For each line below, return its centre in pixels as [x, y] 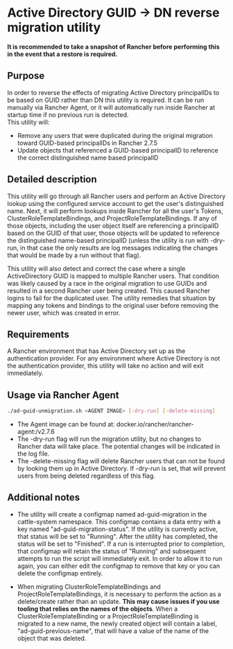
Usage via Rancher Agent [63, 395]
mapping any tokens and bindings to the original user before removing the [113, 305]
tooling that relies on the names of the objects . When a [97, 609]
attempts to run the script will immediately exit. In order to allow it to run [120, 558]
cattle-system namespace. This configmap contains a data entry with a [119, 521]
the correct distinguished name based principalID [88, 157]
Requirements [38, 334]
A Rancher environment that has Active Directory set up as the [96, 351]
